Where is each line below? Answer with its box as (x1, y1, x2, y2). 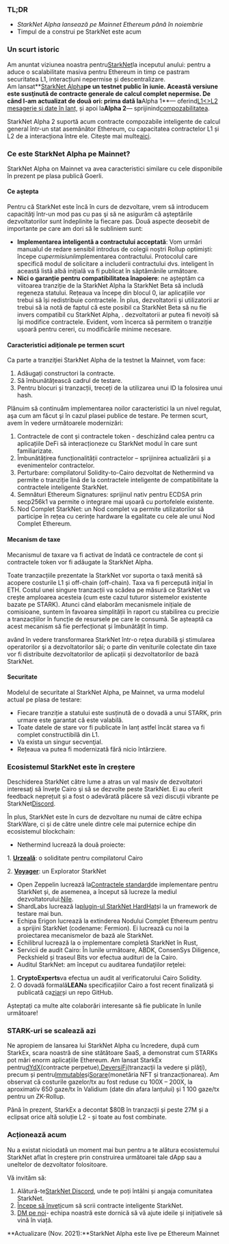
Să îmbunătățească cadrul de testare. (16, 377, 123, 385)
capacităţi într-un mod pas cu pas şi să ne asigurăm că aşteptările (7, 210, 193, 219)
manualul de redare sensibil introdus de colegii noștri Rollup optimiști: (16, 245, 213, 253)
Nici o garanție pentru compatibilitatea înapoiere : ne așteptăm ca (16, 274, 205, 282)
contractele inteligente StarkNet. (16, 483, 109, 491)
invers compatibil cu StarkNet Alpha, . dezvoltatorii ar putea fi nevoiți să (16, 310, 219, 319)
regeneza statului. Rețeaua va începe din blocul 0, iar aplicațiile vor (16, 289, 206, 297)
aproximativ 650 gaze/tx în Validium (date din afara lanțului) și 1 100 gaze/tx (7, 1085, 220, 1093)
